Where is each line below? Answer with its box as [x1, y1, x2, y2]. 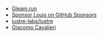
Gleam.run [11, 5, 37, 12]
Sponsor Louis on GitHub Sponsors [11, 11, 97, 18]
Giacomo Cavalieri [11, 24, 56, 31]
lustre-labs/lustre [11, 18, 54, 24]
